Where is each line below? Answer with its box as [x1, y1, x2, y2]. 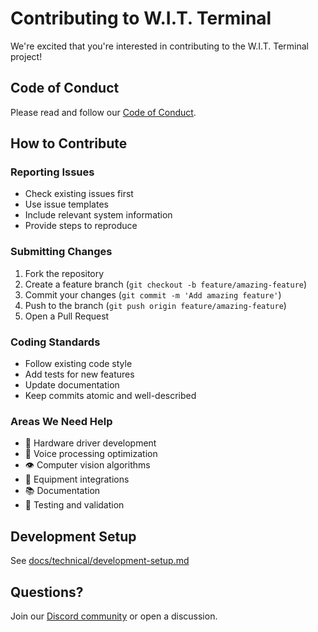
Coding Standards [10, 335, 101, 349]
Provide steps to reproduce [24, 220, 138, 232]
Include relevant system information [24, 209, 173, 221]
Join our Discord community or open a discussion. [10, 610, 218, 622]
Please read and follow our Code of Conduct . [10, 106, 197, 118]
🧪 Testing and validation [24, 499, 125, 511]
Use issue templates [24, 198, 109, 211]
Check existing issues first [24, 188, 134, 200]
